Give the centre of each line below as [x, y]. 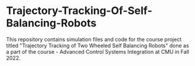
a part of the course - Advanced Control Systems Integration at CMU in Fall [97, 51]
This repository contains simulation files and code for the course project [94, 39]
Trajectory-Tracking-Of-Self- [79, 11]
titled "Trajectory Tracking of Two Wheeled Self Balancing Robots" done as [97, 46]
